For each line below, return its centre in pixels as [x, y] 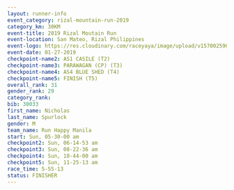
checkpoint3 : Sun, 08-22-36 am [53, 150]
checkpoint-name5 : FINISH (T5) [53, 78]
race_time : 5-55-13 [36, 169]
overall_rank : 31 [32, 85]
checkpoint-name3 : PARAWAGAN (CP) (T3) [65, 65]
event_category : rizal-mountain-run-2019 [68, 20]
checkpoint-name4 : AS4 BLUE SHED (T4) [63, 72]
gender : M [22, 124]
